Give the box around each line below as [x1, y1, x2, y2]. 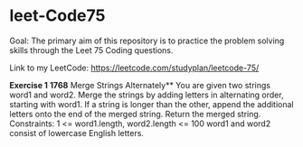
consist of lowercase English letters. [9, 127, 145, 138]
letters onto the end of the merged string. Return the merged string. [9, 108, 261, 119]
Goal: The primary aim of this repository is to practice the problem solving [9, 35, 285, 46]
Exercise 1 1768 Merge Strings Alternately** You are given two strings [9, 79, 271, 90]
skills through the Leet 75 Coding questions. [9, 44, 174, 55]
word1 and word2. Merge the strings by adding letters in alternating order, [9, 89, 284, 100]
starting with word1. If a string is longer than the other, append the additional [9, 98, 294, 109]
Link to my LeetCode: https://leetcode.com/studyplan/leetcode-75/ [9, 62, 260, 73]
